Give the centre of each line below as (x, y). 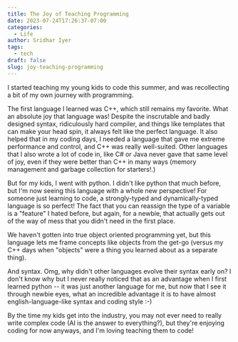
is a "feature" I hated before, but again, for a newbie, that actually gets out (116, 213)
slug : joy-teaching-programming (55, 67)
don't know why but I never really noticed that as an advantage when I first (117, 279)
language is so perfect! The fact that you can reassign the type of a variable (119, 206)
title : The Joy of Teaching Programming (68, 14)
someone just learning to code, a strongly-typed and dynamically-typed (113, 198)
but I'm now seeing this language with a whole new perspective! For (107, 190)
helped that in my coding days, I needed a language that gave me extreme (117, 139)
